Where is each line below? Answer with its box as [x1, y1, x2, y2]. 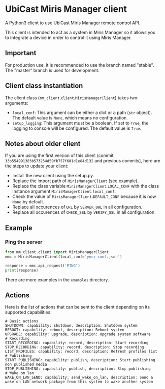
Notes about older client [5, 139, 81, 148]
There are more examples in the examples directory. [5, 276, 109, 282]
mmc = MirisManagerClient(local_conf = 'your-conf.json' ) [5, 254, 122, 259]
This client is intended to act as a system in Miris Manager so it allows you [5, 29, 156, 35]
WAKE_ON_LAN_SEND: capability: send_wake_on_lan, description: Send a [5, 375, 153, 380]
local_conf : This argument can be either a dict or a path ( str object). [12, 110, 152, 116]
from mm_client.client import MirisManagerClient [5, 250, 109, 255]
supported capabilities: [5, 310, 52, 315]
